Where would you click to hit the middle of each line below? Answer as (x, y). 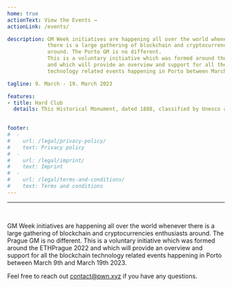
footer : (18, 128)
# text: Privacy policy (46, 147)
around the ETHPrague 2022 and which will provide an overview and (105, 247)
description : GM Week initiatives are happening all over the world (108, 39)
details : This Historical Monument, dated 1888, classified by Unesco (117, 109)
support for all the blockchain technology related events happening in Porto (115, 255)
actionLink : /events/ (38, 26)
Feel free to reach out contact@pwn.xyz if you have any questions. (103, 276)
